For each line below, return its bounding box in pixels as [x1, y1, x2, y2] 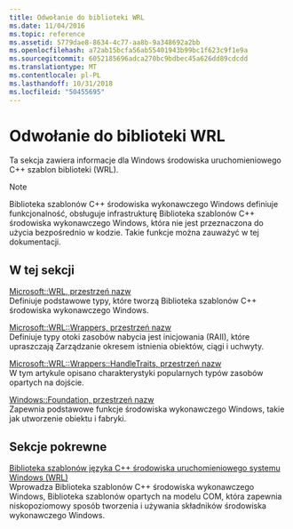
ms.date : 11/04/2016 [9, 21, 86, 30]
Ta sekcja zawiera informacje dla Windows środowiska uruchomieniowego [9, 155, 281, 165]
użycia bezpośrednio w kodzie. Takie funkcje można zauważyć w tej [9, 228, 259, 238]
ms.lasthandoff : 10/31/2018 [9, 79, 114, 88]
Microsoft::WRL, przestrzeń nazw [9, 286, 131, 297]
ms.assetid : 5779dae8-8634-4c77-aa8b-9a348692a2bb [9, 37, 201, 47]
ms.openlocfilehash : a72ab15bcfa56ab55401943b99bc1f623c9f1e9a [9, 46, 249, 55]
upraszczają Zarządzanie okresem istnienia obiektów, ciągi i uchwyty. [9, 341, 265, 352]
